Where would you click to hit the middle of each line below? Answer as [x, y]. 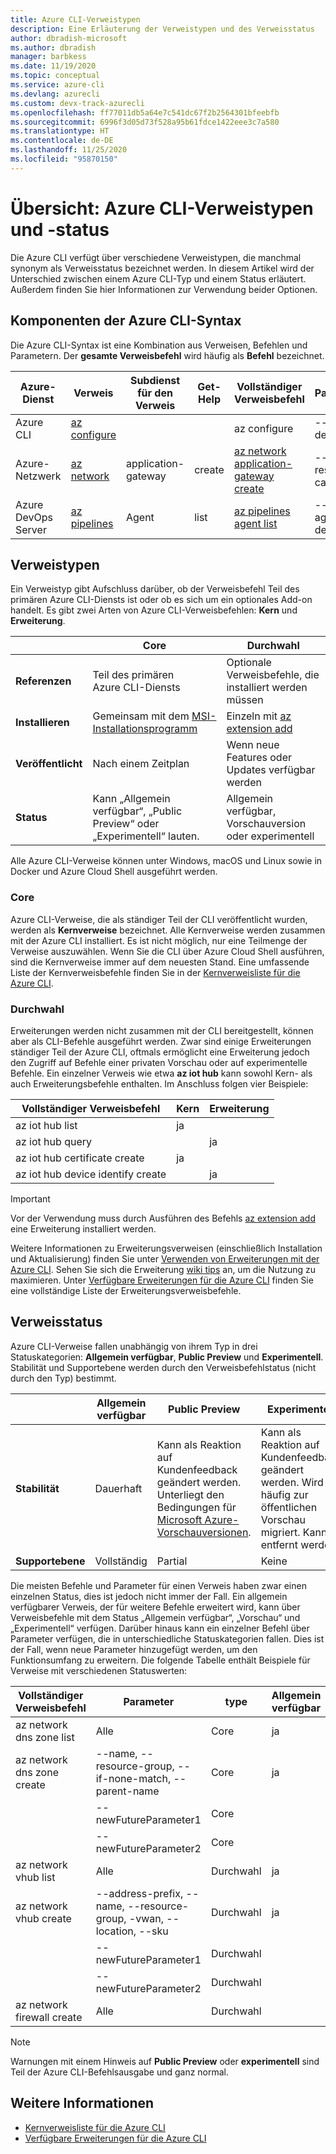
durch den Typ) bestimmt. [63, 1378]
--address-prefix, [139, 1893]
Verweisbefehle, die [273, 675]
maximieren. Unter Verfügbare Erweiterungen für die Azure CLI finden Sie [162, 1280]
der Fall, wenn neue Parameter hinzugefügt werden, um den [134, 1649]
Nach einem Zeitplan [141, 764]
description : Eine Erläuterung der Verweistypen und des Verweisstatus [162, 29]
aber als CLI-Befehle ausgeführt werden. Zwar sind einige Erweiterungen [161, 1041]
